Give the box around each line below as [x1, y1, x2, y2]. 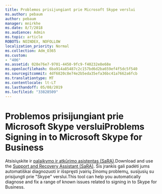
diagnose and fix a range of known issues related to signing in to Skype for [5, 179, 157, 185]
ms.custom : [5, 53, 28, 58]
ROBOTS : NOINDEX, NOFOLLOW [5, 39, 61, 44]
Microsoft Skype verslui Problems [5, 121, 145, 132]
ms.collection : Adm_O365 [5, 48, 56, 53]
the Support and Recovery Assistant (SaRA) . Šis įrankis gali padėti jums [5, 163, 150, 169]
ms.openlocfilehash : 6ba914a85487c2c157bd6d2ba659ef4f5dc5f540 [5, 67, 138, 72]
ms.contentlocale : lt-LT [5, 80, 56, 85]
